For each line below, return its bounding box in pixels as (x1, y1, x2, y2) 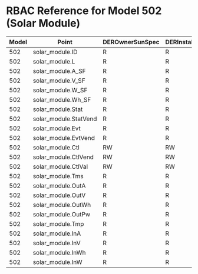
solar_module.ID (32, 48, 78, 56)
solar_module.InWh (32, 248, 86, 256)
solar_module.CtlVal (32, 162, 88, 171)
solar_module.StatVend (32, 115, 97, 123)
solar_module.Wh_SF (32, 95, 91, 103)
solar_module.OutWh (32, 201, 91, 209)
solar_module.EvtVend (32, 133, 95, 142)
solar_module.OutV (32, 191, 86, 199)
